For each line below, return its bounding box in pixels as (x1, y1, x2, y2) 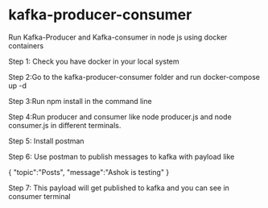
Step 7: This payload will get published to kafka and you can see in (8, 183, 229, 193)
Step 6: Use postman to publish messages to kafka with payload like (8, 152, 235, 161)
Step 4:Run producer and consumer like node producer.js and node (8, 111, 232, 122)
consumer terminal (8, 191, 71, 201)
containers (8, 40, 44, 50)
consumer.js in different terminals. (8, 120, 122, 130)
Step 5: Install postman (8, 135, 85, 146)
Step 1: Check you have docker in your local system (8, 56, 179, 66)
